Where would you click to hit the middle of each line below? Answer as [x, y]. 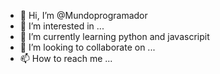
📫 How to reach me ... [66, 58]
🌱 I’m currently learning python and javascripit [114, 36]
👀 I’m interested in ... [62, 26]
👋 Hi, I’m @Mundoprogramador [83, 15]
